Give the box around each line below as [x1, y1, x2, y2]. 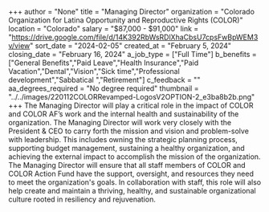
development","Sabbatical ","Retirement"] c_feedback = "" [8, 75, 201, 84]
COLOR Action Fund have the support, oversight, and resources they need [8, 169, 255, 178]
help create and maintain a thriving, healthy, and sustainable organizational [8, 186, 256, 195]
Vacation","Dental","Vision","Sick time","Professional [8, 67, 181, 75]
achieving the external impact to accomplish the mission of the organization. [8, 152, 261, 161]
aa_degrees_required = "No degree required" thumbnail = [8, 84, 199, 93]
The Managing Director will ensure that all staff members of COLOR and [8, 161, 247, 169]
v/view [8, 41, 31, 51]
